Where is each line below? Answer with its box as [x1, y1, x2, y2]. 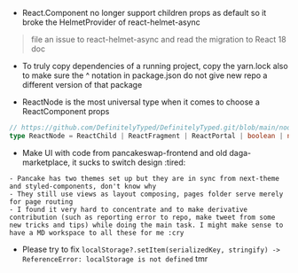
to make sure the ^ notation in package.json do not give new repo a [21, 70, 268, 81]
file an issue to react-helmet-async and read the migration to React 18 [30, 35, 286, 44]
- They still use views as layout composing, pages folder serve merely [9, 190, 284, 199]
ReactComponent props [21, 106, 110, 116]
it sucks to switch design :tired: [72, 157, 186, 168]
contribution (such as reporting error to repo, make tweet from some [9, 213, 276, 222]
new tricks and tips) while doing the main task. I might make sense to [9, 221, 284, 230]
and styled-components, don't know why [9, 182, 157, 191]
